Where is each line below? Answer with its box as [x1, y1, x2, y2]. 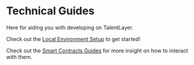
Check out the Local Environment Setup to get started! [6, 35, 141, 42]
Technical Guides [6, 4, 95, 18]
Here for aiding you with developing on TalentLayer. [6, 24, 134, 31]
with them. [6, 53, 32, 60]
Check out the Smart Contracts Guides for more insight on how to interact [6, 47, 189, 54]
